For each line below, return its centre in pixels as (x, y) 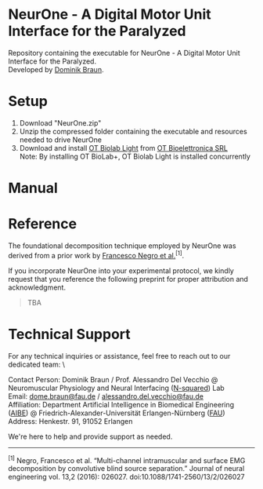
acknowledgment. (37, 287)
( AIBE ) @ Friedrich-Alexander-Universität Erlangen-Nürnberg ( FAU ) (117, 413)
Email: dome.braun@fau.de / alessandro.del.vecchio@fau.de (106, 396)
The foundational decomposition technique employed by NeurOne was (122, 246)
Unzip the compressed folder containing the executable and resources (133, 131)
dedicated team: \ (36, 364)
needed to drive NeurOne (60, 140)
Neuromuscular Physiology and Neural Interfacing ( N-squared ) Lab (116, 388)
